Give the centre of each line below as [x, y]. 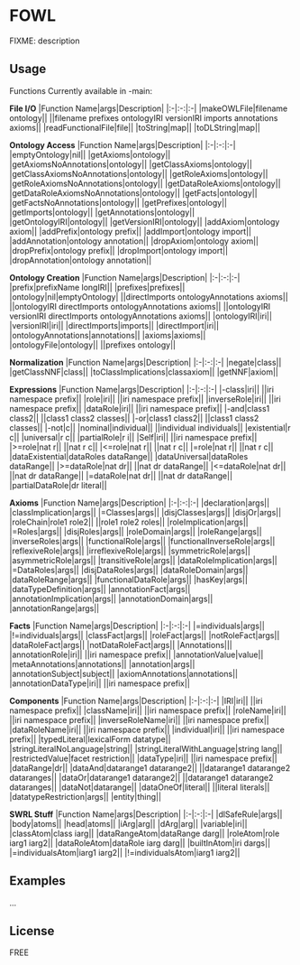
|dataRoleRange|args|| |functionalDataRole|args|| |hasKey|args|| [128, 580]
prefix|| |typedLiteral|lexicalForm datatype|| [90, 739]
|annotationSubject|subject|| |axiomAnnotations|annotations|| [124, 673]
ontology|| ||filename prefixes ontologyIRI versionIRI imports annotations [144, 117]
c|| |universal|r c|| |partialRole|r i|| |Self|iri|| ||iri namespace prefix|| [133, 437]
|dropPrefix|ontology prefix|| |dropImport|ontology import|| [118, 250]
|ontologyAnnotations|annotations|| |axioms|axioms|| [108, 335]
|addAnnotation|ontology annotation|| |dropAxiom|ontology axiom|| [134, 241]
